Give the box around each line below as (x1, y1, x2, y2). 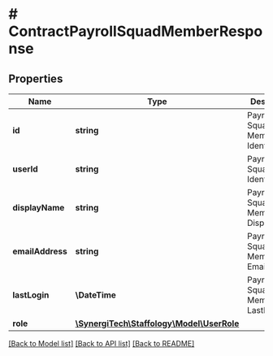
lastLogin (12, 289, 50, 301)
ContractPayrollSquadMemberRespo (8, 22, 263, 41)
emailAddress (12, 245, 67, 257)
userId (12, 163, 38, 175)
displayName (12, 202, 65, 213)
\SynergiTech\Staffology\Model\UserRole (75, 318, 240, 329)
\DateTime (75, 289, 116, 301)
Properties (8, 72, 63, 85)
